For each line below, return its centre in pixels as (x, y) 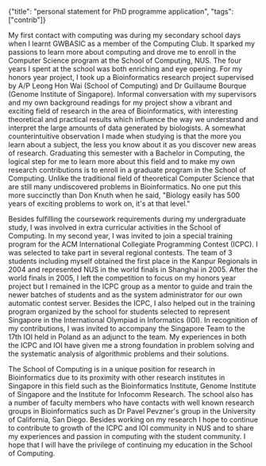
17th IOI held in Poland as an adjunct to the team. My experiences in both (127, 337)
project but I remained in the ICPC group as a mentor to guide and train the (130, 286)
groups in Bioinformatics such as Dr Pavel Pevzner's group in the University (132, 411)
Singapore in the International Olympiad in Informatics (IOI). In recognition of (133, 320)
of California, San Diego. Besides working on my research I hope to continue (133, 420)
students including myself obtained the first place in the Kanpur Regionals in (133, 261)
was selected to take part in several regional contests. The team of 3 (120, 252)
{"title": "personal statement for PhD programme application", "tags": (121, 11)
